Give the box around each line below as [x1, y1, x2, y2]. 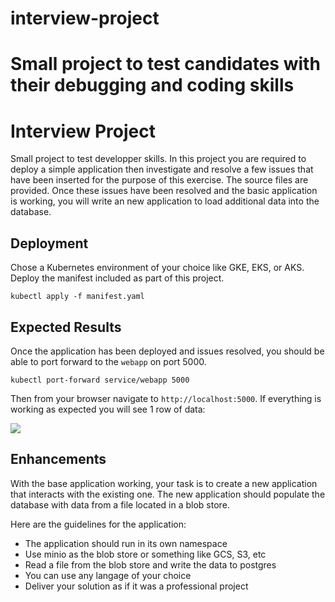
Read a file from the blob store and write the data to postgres [24, 558, 277, 571]
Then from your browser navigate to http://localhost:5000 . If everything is [10, 392, 322, 404]
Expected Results [10, 318, 122, 336]
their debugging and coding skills [10, 74, 295, 97]
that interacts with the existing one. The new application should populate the [10, 488, 326, 500]
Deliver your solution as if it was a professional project [24, 580, 249, 592]
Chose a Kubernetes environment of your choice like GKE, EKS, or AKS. [10, 262, 305, 274]
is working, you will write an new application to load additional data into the [10, 195, 320, 207]
